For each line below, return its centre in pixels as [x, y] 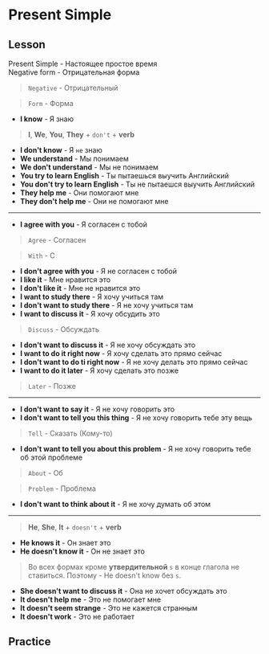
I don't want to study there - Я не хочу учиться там [106, 305]
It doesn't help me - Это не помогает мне [90, 599]
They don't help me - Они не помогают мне [94, 201]
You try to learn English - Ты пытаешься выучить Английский [124, 176]
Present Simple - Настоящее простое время [83, 63]
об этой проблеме [51, 457]
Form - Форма [50, 103]
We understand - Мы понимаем [74, 159]
